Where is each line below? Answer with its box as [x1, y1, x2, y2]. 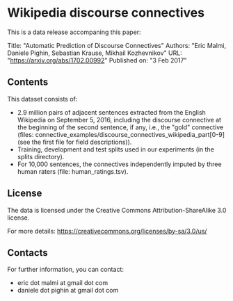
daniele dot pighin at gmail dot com [17, 286, 119, 295]
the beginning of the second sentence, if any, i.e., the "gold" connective [17, 123, 224, 131]
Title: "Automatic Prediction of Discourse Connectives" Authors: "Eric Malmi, [7, 41, 227, 49]
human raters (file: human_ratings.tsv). [17, 167, 129, 175]
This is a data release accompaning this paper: [7, 28, 141, 36]
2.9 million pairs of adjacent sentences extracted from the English [17, 108, 207, 116]
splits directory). [17, 152, 65, 161]
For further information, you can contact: [7, 266, 124, 274]
